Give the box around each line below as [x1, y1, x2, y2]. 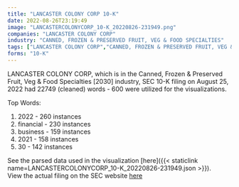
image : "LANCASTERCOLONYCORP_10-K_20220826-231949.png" [7, 23, 176, 31]
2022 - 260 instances [17, 112, 82, 121]
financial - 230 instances [17, 119, 91, 128]
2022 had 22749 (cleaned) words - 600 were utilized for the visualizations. [7, 85, 227, 93]
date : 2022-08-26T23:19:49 [7, 17, 87, 24]
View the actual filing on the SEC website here [7, 171, 143, 180]
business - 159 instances [17, 127, 91, 136]
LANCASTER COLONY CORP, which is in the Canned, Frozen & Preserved [7, 69, 223, 78]
